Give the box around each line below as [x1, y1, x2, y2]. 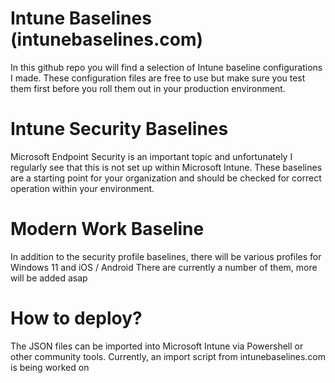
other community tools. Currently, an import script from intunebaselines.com [10, 350, 327, 362]
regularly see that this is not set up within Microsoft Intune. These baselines [10, 161, 323, 173]
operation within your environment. [10, 182, 155, 194]
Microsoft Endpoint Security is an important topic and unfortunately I [10, 150, 293, 162]
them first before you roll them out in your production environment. [10, 82, 286, 94]
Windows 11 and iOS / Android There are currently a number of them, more [10, 261, 318, 273]
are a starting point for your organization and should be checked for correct [10, 172, 322, 184]
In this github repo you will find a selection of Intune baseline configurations [10, 61, 323, 73]
